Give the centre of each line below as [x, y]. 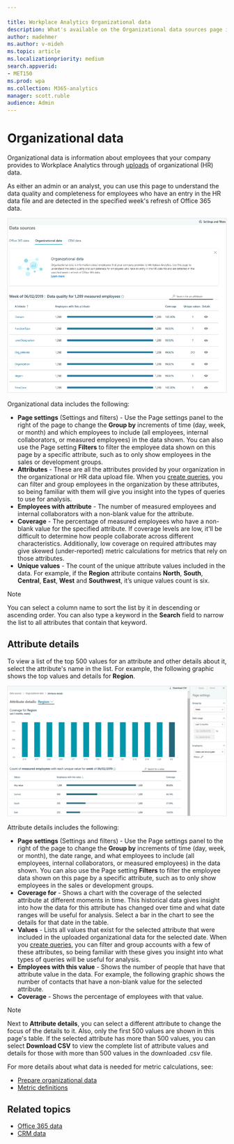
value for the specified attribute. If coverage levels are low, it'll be [128, 528]
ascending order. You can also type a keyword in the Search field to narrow [116, 615]
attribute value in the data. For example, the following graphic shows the [121, 974]
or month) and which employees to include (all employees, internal [113, 432]
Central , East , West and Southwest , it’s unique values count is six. [114, 580]
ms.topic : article [34, 52]
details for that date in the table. [63, 922]
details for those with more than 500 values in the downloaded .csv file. [110, 1053]
